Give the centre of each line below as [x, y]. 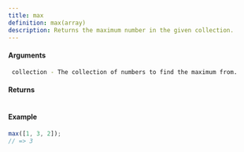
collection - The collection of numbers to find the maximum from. [124, 72]
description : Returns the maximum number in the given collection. [121, 30]
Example [23, 117]
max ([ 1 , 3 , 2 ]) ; [35, 133]
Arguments [27, 55]
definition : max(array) [47, 23]
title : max [26, 15]
